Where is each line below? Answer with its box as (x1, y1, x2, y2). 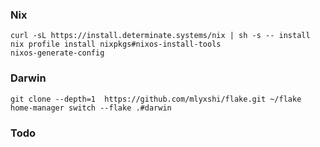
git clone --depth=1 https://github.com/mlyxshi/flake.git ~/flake (10, 94, 302, 104)
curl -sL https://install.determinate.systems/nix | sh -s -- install (10, 31, 311, 41)
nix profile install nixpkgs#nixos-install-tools (10, 39, 222, 50)
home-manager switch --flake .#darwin (10, 103, 172, 113)
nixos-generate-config (10, 48, 105, 58)
